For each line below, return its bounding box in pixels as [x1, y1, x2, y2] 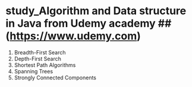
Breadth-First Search [14, 49, 66, 56]
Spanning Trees [14, 67, 53, 75]
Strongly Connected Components [14, 74, 96, 81]
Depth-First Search [14, 55, 62, 62]
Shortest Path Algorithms [14, 61, 76, 69]
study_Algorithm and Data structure [5, 4, 187, 18]
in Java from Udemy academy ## [5, 17, 172, 30]
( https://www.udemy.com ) [5, 30, 141, 43]
